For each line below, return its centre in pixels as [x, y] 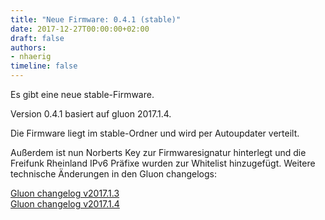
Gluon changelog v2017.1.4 [65, 204]
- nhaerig [31, 57]
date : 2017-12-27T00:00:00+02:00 [80, 29]
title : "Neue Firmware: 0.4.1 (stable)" [96, 19]
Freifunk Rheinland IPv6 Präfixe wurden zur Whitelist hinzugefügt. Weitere [163, 163]
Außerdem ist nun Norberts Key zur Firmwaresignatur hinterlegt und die [158, 152]
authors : [28, 47]
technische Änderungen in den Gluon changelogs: [113, 174]
